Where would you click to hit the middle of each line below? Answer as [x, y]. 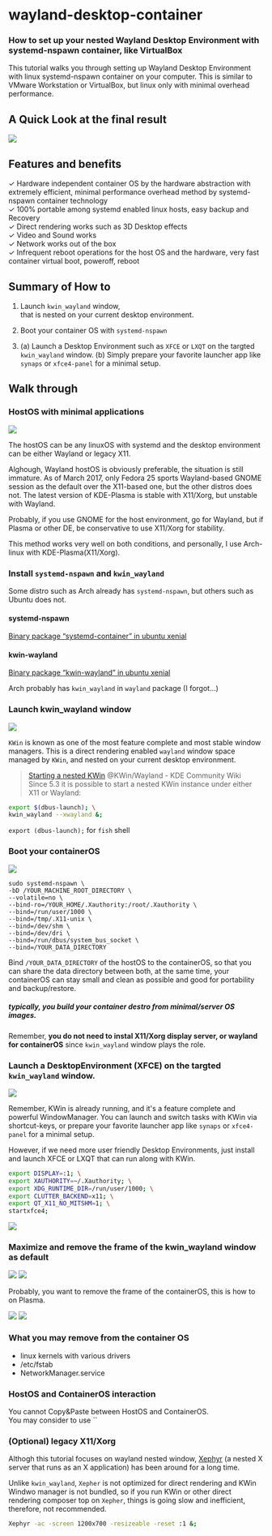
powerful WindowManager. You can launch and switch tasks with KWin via [133, 1117]
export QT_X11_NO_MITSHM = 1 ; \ [59, 1203]
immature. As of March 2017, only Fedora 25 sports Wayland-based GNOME [135, 478]
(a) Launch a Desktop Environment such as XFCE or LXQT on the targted [137, 345]
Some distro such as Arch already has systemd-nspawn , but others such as [131, 590]
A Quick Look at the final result [88, 119]
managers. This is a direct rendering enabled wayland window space [122, 751]
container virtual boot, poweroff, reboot [74, 261]
